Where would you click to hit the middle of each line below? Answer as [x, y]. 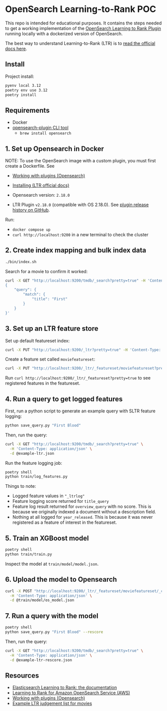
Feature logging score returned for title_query [61, 501]
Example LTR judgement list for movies [52, 704]
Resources [22, 675]
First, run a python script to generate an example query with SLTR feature [80, 411]
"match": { [34, 295]
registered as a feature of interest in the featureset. [65, 522]
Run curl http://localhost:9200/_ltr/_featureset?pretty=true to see [78, 378]
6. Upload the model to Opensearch [61, 579]
